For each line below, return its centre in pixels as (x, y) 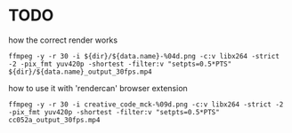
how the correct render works (63, 40)
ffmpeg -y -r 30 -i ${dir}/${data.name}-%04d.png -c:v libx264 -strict (144, 56)
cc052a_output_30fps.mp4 (54, 120)
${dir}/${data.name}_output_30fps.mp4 (80, 72)
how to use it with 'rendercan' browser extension (98, 88)
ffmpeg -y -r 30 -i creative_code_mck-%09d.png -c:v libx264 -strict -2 (146, 104)
